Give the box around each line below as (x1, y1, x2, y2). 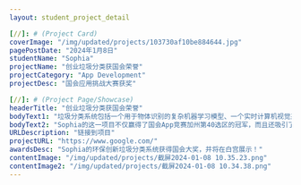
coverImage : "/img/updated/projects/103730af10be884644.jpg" (9, 38, 243, 46)
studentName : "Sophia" (9, 55, 94, 63)
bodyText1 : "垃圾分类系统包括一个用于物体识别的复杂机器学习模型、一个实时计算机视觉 (9, 112, 291, 121)
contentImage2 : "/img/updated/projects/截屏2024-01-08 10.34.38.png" (9, 162, 271, 171)
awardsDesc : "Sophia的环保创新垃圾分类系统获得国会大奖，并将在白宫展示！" (9, 145, 263, 155)
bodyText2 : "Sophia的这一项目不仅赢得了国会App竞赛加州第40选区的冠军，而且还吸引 (9, 120, 288, 130)
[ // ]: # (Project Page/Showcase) (9, 95, 134, 104)
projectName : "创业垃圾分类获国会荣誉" (9, 63, 143, 71)
